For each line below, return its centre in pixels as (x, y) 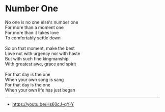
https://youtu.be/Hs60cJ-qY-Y (43, 104)
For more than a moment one (34, 27)
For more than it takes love (32, 32)
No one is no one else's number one (42, 22)
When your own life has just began (40, 90)
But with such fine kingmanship (37, 58)
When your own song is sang (35, 80)
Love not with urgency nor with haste (43, 53)
